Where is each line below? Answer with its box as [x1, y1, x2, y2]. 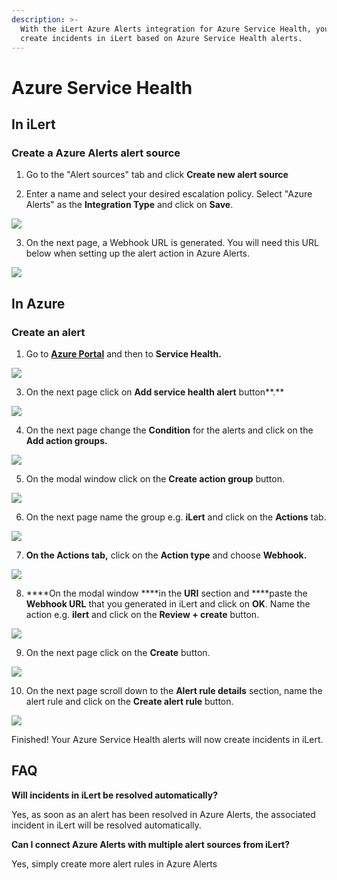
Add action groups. [25, 434, 108, 446]
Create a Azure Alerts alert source [11, 146, 181, 160]
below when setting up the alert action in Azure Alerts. [25, 247, 251, 260]
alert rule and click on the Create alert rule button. [25, 695, 234, 707]
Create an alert [11, 325, 86, 339]
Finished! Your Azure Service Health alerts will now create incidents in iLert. [11, 733, 324, 745]
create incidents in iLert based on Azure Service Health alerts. [20, 33, 303, 43]
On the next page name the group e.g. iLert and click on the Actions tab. [25, 511, 327, 523]
